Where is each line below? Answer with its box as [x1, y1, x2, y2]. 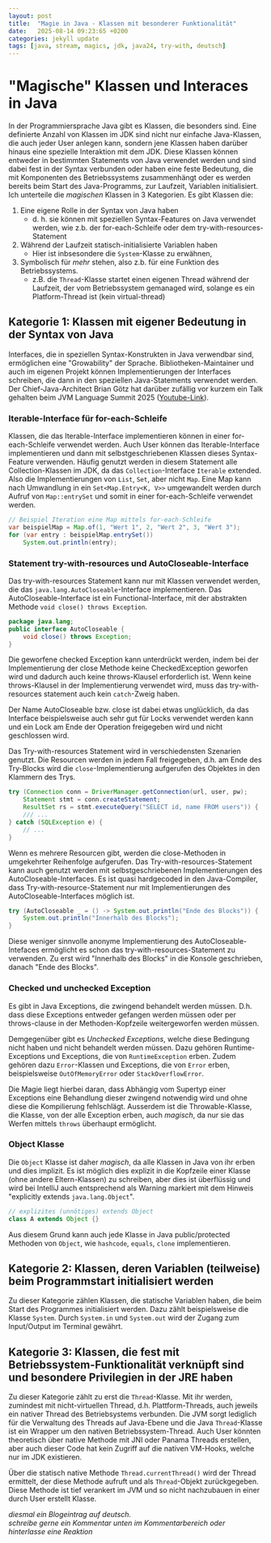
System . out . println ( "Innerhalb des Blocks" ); [23, 914, 180, 923]
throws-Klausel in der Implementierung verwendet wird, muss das [8, 680, 228, 690]
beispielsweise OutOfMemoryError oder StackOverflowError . [8, 1068, 205, 1078]
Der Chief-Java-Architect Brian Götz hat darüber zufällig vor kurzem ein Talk [8, 384, 264, 393]
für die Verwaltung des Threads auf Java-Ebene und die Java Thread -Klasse [8, 1418, 263, 1428]
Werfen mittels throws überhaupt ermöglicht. [8, 1118, 157, 1128]
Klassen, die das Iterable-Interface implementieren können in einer [8, 431, 231, 441]
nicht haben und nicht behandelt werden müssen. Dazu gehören [8, 1043, 222, 1052]
